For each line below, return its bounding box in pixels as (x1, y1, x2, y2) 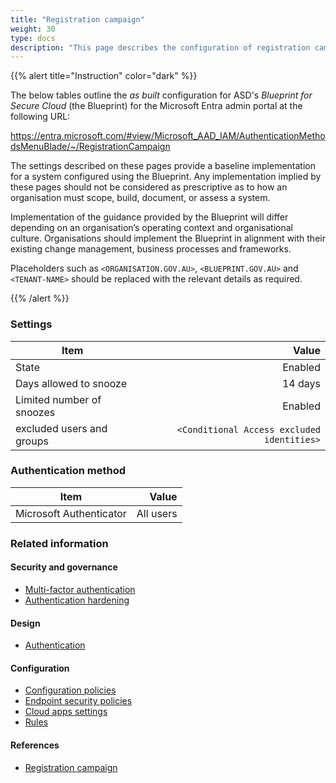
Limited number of (15, 392, 102, 406)
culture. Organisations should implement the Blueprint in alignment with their (10, 232, 326, 245)
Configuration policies (24, 684, 117, 696)
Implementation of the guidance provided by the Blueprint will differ (10, 211, 289, 223)
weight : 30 (10, 24, 56, 34)
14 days (281, 376, 321, 390)
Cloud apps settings (24, 706, 108, 718)
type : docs (10, 33, 56, 43)
